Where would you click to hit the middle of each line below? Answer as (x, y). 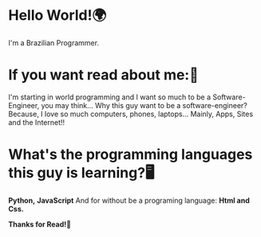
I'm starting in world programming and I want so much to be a (110, 97)
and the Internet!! (37, 122)
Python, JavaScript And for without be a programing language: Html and (129, 200)
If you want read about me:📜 (104, 75)
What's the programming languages (130, 155)
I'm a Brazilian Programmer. (54, 43)
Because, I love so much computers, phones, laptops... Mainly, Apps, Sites (131, 114)
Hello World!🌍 (57, 16)
